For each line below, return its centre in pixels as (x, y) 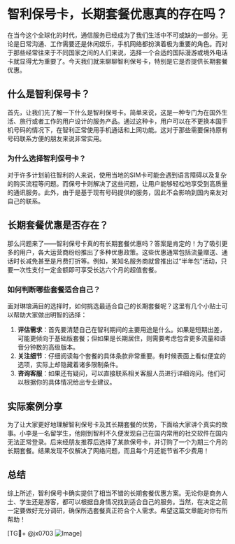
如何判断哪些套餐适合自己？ (54, 289)
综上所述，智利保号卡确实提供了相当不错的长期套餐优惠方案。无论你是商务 (114, 493)
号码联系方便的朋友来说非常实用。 (56, 138)
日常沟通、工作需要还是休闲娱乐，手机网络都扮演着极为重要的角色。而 (120, 43)
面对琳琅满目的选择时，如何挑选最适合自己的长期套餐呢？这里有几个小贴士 (114, 306)
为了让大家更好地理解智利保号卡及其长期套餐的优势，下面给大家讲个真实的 (114, 424)
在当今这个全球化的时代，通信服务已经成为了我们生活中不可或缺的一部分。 (114, 35)
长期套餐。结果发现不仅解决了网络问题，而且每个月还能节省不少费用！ (108, 450)
